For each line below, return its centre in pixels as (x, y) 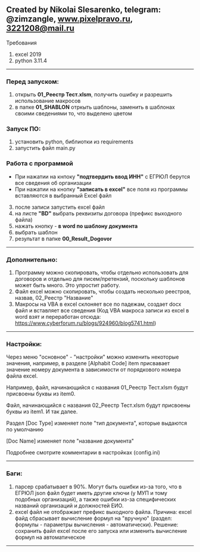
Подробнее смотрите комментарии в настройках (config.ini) (83, 453)
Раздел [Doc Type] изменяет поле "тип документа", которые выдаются (97, 423)
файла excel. (22, 376)
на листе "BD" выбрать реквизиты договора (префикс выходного (98, 213)
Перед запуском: (33, 81)
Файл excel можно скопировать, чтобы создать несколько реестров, (103, 291)
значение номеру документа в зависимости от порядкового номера (94, 370)
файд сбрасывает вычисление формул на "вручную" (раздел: (93, 518)
